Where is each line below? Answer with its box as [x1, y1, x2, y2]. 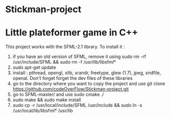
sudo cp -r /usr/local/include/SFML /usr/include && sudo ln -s [12, 102, 142, 108]
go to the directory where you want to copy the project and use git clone [12, 80, 165, 87]
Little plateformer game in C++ [5, 27, 138, 39]
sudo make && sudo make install [12, 97, 81, 103]
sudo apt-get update [12, 65, 56, 71]
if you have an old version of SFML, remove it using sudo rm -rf [12, 53, 147, 60]
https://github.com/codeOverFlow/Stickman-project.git [12, 86, 129, 92]
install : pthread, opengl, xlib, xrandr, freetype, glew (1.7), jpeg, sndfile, [12, 70, 161, 76]
